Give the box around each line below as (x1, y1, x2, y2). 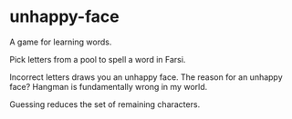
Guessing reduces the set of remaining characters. (9, 98, 201, 110)
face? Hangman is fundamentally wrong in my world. (9, 81, 208, 92)
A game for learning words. (9, 36, 112, 47)
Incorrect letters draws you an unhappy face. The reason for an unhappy (9, 71, 283, 83)
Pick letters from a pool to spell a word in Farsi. (9, 54, 186, 64)
